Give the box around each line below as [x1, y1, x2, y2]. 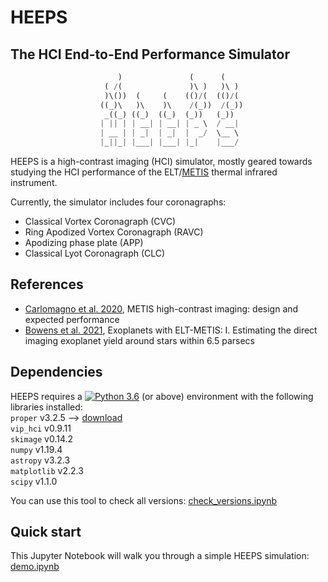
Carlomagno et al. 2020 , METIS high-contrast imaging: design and [24, 302, 299, 315]
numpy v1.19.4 [10, 443, 63, 455]
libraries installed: [10, 401, 83, 413]
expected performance [24, 313, 120, 325]
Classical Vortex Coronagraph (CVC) [24, 216, 177, 227]
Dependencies [10, 364, 103, 381]
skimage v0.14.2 [10, 432, 74, 445]
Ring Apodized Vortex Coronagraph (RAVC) [24, 226, 204, 238]
